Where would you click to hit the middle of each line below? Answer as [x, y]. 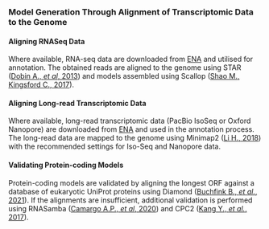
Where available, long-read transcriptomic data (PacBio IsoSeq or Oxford [130, 121]
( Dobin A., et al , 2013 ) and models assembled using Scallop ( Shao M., [124, 76]
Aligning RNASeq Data [47, 41]
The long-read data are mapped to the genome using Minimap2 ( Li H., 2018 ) [135, 138]
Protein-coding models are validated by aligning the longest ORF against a [132, 182]
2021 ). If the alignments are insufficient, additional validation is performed [130, 200]
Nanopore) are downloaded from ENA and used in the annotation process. [132, 129]
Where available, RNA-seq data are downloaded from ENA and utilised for [131, 59]
